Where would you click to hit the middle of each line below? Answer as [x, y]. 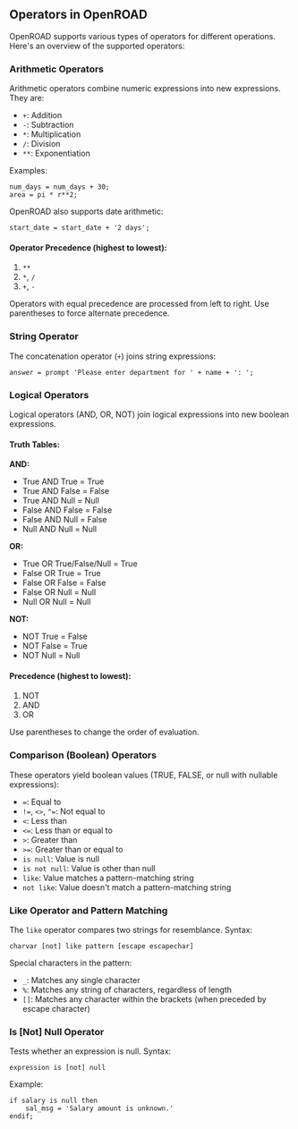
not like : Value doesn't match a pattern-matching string [127, 887]
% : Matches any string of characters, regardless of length [127, 989]
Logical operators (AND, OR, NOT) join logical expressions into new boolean [149, 414]
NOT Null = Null [51, 656]
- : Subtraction [48, 125]
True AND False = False [66, 491]
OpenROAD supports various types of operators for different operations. [142, 36]
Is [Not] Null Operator [57, 1031]
